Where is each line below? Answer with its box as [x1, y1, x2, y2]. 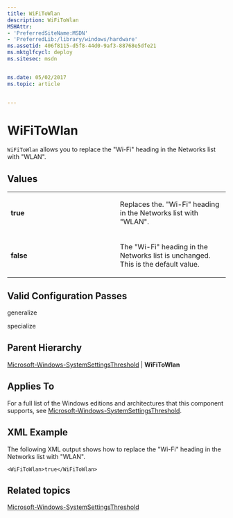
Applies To [7, 381, 55, 392]
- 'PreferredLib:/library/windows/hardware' [7, 36, 138, 43]
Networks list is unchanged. [120, 251, 211, 260]
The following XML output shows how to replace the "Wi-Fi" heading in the [7, 445, 222, 453]
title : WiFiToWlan [7, 10, 60, 17]
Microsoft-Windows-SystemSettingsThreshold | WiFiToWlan [7, 360, 180, 369]
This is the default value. [120, 260, 200, 269]
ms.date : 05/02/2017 [7, 74, 67, 81]
